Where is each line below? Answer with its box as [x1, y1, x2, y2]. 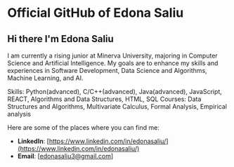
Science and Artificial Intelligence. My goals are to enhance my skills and [7, 59, 219, 67]
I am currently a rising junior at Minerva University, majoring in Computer [7, 51, 218, 60]
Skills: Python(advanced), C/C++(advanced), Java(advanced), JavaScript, [7, 88, 223, 95]
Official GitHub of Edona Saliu [7, 5, 184, 21]
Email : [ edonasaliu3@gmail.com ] [17, 152, 114, 160]
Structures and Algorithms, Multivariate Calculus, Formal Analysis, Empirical [7, 102, 227, 110]
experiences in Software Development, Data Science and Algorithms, [7, 67, 207, 74]
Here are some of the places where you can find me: [7, 123, 160, 131]
